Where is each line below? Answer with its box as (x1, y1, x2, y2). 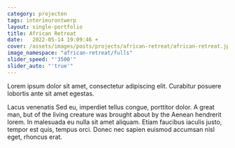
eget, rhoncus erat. (7, 133, 63, 141)
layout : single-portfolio (7, 23, 83, 30)
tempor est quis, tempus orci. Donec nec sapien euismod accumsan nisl (7, 125, 215, 133)
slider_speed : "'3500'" (7, 56, 77, 63)
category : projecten (7, 10, 68, 18)
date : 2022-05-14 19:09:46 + (7, 36, 99, 43)
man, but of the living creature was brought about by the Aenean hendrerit (7, 110, 222, 119)
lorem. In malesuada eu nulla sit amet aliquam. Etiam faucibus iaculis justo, (7, 117, 222, 126)
